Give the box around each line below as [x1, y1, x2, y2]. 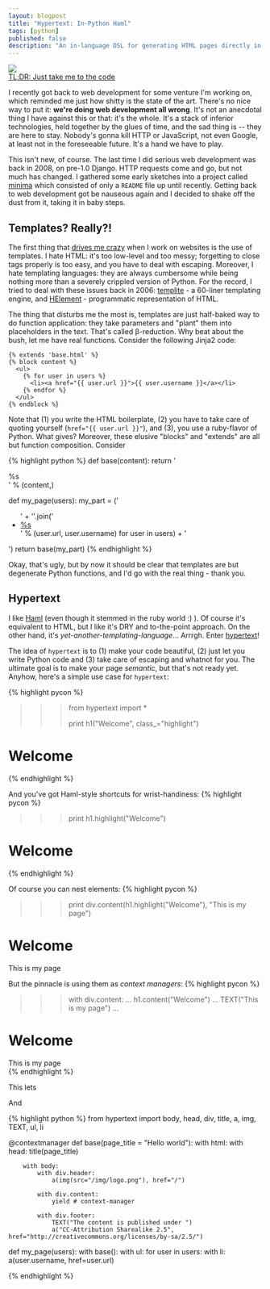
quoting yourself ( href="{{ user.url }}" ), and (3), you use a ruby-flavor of [8, 423, 258, 433]
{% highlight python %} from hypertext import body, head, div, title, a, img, [8, 1113, 256, 1123]
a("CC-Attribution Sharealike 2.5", [51, 1225, 175, 1233]
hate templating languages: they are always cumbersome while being [8, 268, 239, 278]
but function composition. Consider [8, 440, 127, 450]
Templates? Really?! [8, 221, 113, 235]
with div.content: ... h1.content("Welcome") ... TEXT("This [68, 994, 259, 1004]
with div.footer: [37, 1212, 95, 1220]
